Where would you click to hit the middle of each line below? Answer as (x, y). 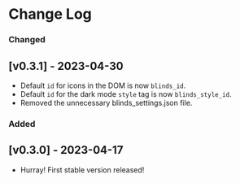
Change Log (50, 14)
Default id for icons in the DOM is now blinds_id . (103, 85)
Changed (27, 40)
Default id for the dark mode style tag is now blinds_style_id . (126, 94)
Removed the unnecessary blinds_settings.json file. (106, 102)
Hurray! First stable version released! (82, 170)
